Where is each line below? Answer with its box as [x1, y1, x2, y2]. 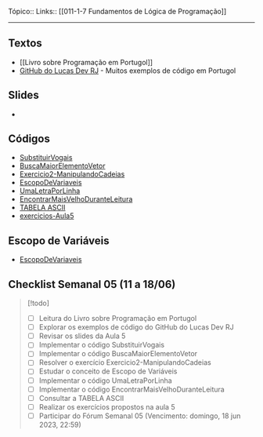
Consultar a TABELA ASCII [38, 393, 124, 402]
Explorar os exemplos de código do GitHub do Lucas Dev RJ [38, 322, 235, 332]
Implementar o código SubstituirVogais [38, 340, 165, 350]
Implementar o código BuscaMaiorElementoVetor [38, 349, 198, 359]
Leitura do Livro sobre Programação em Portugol [38, 314, 197, 323]
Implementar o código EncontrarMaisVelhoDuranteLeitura [38, 384, 225, 394]
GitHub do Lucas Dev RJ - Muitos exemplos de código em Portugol [19, 66, 236, 75]
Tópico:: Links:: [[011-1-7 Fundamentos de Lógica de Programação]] [8, 7, 227, 16]
